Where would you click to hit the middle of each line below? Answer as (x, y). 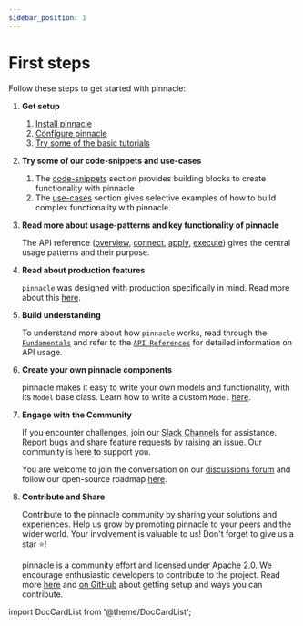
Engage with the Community (77, 415)
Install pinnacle (64, 123)
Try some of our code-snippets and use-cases (111, 160)
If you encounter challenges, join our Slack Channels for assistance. (149, 432)
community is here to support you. (86, 451)
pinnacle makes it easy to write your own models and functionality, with (156, 387)
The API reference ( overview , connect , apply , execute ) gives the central (156, 242)
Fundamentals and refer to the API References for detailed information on (157, 342)
